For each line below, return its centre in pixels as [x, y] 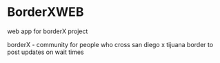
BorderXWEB [46, 12]
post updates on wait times [46, 52]
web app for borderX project [48, 31]
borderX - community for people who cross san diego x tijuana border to [110, 44]
